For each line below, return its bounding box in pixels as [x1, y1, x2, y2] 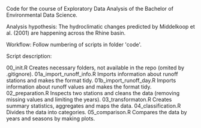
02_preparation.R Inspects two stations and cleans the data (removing [6, 90, 180, 96]
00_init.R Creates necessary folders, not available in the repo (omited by [6, 64, 185, 71]
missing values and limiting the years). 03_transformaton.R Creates [6, 96, 172, 103]
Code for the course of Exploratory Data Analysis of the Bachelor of [6, 5, 174, 12]
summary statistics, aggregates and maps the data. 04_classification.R [6, 102, 181, 109]
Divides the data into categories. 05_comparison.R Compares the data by [6, 109, 187, 115]
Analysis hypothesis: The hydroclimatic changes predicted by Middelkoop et [6, 23, 195, 30]
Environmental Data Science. [6, 11, 78, 19]
